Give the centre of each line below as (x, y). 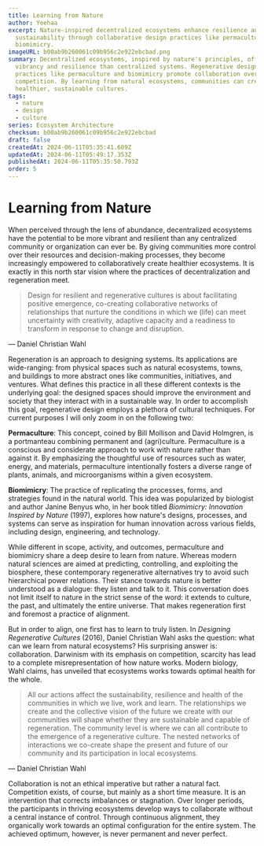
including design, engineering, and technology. (84, 531)
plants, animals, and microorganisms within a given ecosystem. (110, 475)
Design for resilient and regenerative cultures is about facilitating (132, 295)
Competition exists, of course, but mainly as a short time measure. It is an (127, 792)
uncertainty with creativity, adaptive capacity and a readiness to (131, 320)
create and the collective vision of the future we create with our (130, 711)
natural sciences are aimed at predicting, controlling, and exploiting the (123, 563)
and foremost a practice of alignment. (69, 614)
